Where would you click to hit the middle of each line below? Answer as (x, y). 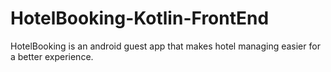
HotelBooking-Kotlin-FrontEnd (140, 18)
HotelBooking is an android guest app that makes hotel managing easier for (165, 46)
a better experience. (52, 56)
